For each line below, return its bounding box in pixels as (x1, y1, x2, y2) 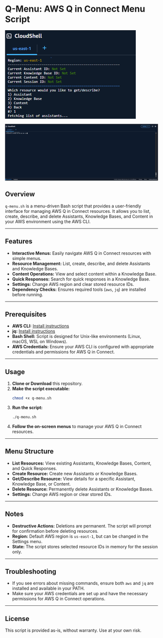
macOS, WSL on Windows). (12, 338, 67, 344)
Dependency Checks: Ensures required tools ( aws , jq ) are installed (12, 286, 146, 292)
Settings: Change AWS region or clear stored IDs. (12, 491, 112, 497)
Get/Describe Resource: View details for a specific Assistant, (12, 476, 136, 482)
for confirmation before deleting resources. (12, 528, 98, 534)
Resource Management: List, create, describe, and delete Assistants (12, 261, 150, 266)
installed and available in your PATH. (12, 585, 85, 591)
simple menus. (12, 255, 42, 261)
